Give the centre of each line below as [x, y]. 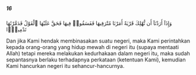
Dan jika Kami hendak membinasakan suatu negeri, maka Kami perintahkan [98, 41]
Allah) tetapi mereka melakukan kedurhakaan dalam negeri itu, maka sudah [98, 53]
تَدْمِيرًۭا [16, 29]
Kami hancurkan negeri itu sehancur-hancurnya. [65, 66]
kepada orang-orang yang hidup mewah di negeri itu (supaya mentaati [93, 47]
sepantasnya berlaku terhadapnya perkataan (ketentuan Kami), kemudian [96, 60]
